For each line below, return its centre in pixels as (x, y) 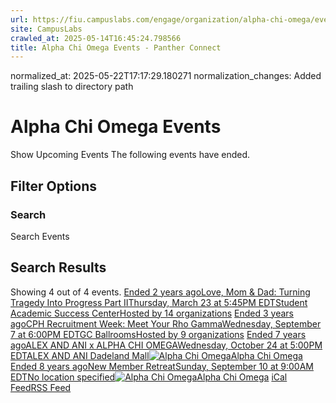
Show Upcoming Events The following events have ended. (130, 155)
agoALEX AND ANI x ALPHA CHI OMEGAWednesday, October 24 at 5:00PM (166, 345)
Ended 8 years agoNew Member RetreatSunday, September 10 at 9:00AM (162, 366)
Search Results (58, 267)
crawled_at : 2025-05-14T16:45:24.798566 (96, 38)
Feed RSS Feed (41, 387)
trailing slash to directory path (72, 87)
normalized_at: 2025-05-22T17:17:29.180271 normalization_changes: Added (166, 76)
